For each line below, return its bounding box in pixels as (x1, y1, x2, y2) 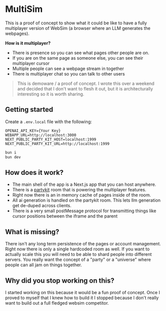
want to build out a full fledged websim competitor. (5, 300, 109, 306)
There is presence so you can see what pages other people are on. (12, 50, 150, 56)
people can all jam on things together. (5, 262, 82, 268)
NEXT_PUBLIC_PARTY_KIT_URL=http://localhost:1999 (5, 141, 110, 146)
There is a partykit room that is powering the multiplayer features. (12, 187, 147, 193)
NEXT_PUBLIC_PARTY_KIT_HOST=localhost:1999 (5, 137, 97, 142)
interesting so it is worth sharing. (17, 91, 84, 97)
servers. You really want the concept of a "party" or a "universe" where (5, 257, 151, 263)
